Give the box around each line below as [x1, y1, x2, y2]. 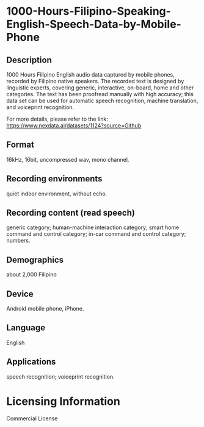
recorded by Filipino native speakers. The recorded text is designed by [6, 78, 184, 85]
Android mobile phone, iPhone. [6, 305, 84, 312]
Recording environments [6, 173, 103, 184]
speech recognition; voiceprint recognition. [6, 372, 115, 380]
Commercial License [6, 415, 58, 422]
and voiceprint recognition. [6, 104, 75, 111]
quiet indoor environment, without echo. [6, 190, 107, 197]
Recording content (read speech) [6, 208, 136, 218]
